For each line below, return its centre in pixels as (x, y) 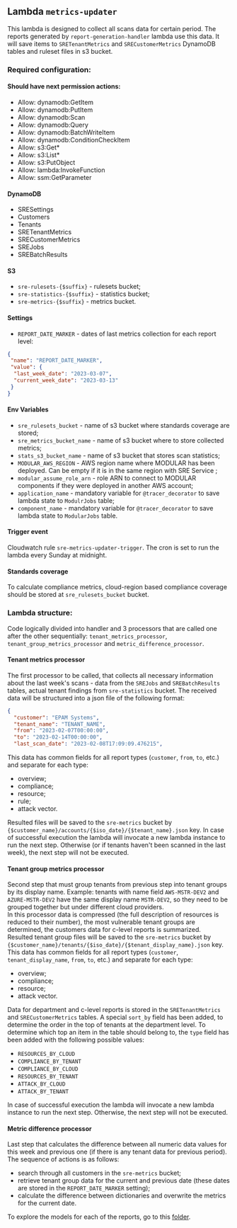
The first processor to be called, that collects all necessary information (110, 675)
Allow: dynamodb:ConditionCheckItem (74, 140)
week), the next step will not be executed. (68, 853)
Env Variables (28, 409)
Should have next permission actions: (64, 86)
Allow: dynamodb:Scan (51, 117)
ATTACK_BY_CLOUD (41, 1084)
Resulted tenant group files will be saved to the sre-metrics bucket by (109, 937)
